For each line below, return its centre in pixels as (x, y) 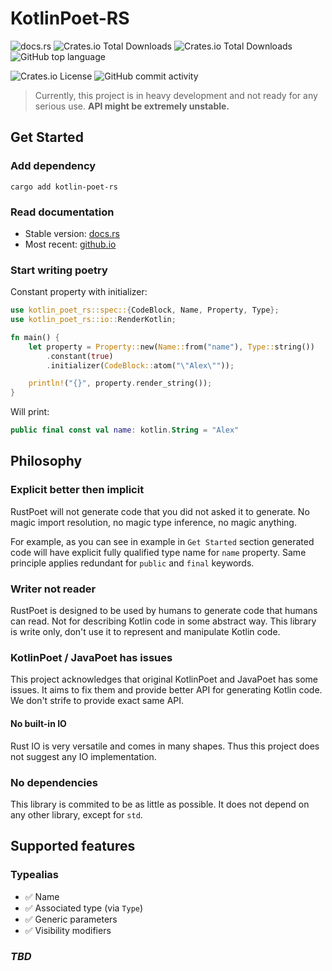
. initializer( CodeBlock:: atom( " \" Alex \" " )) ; (140, 365)
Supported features (73, 846)
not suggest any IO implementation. (83, 756)
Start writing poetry (59, 270)
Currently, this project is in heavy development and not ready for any (176, 95)
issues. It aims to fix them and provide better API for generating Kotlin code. (166, 690)
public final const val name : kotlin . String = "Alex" (125, 430)
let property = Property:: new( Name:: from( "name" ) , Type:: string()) (171, 347)
